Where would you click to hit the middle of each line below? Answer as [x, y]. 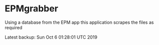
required [14, 27]
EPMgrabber [31, 9]
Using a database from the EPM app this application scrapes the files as [79, 22]
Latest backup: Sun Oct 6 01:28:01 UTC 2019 [51, 37]
